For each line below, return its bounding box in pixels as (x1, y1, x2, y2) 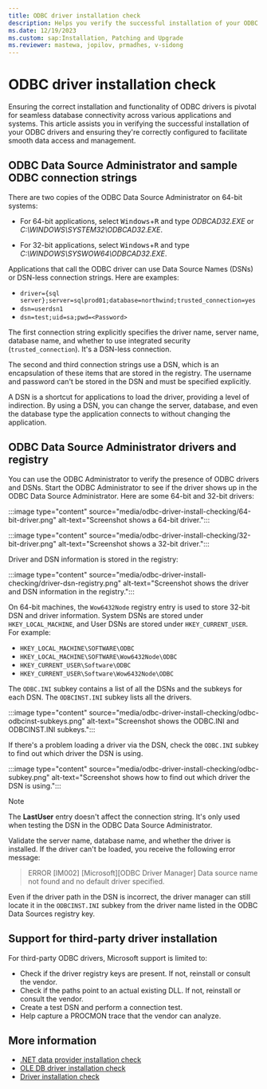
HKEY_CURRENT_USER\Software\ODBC (19, 661, 132, 669)
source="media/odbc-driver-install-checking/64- (88, 507, 251, 516)
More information (8, 1033, 97, 1048)
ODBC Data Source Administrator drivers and (8, 441, 237, 454)
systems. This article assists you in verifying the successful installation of (8, 119, 249, 128)
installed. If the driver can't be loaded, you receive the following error (8, 844, 236, 853)
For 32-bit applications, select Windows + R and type (19, 240, 190, 249)
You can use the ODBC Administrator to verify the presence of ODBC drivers (8, 474, 260, 484)
